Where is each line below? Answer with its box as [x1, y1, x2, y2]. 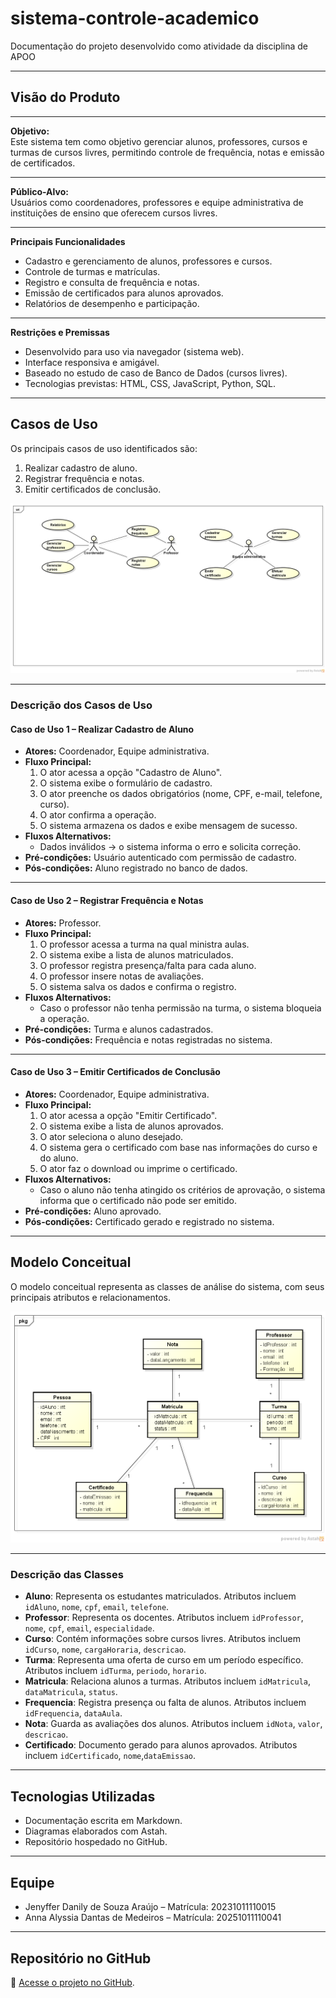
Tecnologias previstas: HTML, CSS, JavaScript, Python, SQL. [24, 377, 277, 389]
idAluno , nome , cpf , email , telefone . [24, 1601, 170, 1613]
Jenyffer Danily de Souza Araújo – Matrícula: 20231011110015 [24, 1901, 277, 1913]
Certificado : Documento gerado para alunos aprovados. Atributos [24, 1739, 298, 1751]
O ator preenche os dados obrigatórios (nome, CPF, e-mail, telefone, [39, 788, 323, 800]
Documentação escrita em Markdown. [24, 1815, 183, 1827]
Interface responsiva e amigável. [24, 356, 160, 368]
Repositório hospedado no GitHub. [24, 1836, 168, 1848]
